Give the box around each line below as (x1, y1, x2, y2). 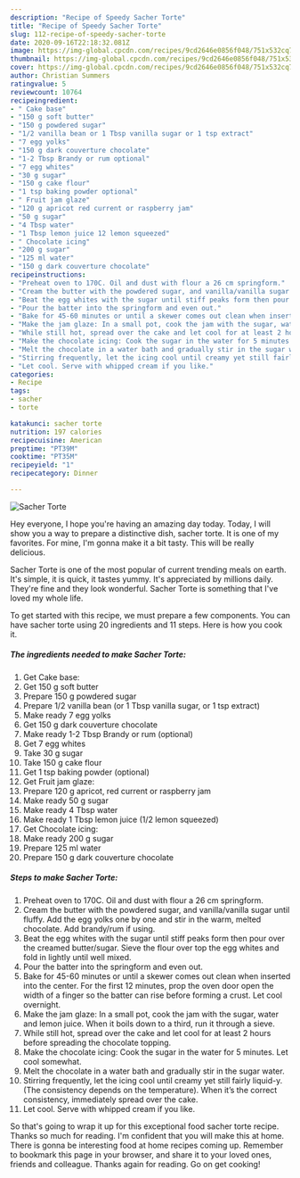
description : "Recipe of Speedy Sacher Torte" (10, 12, 186, 22)
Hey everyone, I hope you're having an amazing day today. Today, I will (10, 518, 271, 529)
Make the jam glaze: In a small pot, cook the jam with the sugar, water (22, 1008, 280, 1019)
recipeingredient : (10, 95, 78, 105)
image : (10, 46, 35, 55)
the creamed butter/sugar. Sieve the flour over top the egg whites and (22, 942, 280, 953)
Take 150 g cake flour (22, 757, 102, 767)
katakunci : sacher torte (10, 419, 102, 428)
